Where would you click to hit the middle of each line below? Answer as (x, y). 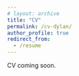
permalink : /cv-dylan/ (39, 26)
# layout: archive (33, 13)
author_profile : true (38, 33)
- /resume (27, 46)
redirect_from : (29, 39)
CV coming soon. (32, 65)
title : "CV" (24, 20)
